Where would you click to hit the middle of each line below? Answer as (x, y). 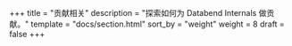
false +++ (27, 34)
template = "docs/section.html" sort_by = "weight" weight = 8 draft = (158, 24)
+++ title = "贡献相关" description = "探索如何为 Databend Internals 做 (138, 13)
